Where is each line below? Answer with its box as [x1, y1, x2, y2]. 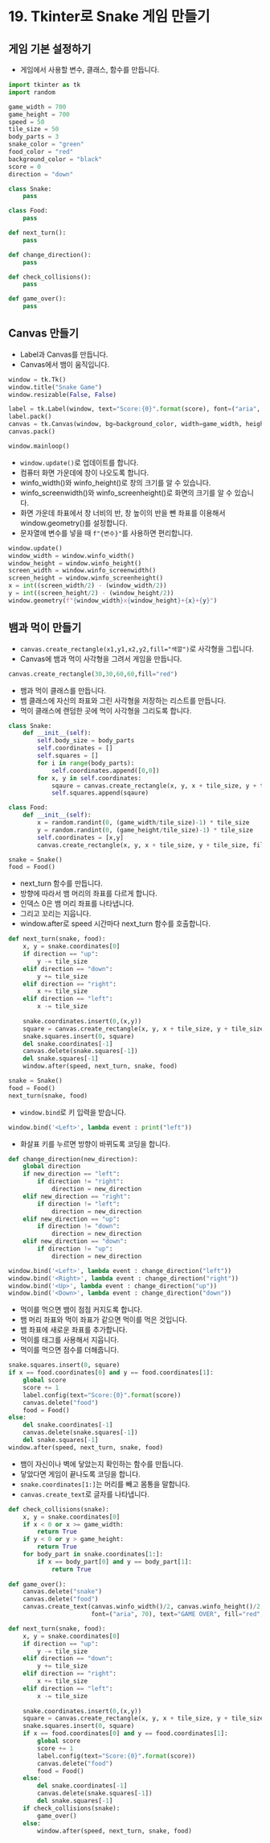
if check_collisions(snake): [22, 1804, 121, 1812]
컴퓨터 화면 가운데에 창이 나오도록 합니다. [19, 468, 149, 477]
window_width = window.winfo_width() [8, 552, 135, 560]
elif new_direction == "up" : [22, 1215, 121, 1223]
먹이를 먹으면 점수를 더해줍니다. [19, 1345, 119, 1355]
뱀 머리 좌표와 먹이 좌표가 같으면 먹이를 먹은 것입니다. [19, 1315, 187, 1324]
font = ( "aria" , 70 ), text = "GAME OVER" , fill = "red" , [91, 1610, 264, 1618]
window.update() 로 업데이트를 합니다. [19, 457, 139, 467]
